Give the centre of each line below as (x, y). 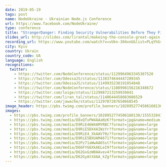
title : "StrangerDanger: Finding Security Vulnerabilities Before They (80, 33)
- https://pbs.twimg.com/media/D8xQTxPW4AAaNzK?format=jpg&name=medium (85, 120)
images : (13, 111)
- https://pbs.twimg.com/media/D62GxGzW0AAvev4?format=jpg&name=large (84, 152)
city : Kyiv (16, 46)
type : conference (23, 28)
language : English (24, 60)
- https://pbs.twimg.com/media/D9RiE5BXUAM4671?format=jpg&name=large (84, 138)
